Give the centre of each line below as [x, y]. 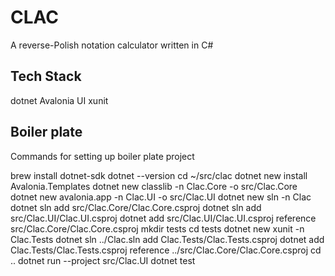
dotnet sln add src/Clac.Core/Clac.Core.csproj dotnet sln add [136, 207]
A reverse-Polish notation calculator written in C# [112, 45]
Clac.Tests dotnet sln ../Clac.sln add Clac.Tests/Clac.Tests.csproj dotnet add [167, 239]
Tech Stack [46, 76]
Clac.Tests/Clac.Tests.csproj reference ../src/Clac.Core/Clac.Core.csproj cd [166, 250]
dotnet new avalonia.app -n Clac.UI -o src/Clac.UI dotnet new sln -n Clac [161, 197]
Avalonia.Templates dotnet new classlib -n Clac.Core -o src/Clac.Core [154, 186]
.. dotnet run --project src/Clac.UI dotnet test [103, 260]
